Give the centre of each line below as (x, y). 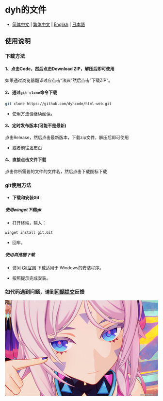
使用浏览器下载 (20, 254)
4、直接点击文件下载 (26, 160)
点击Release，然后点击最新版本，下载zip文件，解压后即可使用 (67, 137)
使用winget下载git (24, 210)
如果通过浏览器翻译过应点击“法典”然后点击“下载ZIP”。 (59, 80)
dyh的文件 (26, 10)
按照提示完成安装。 (31, 278)
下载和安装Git (26, 198)
